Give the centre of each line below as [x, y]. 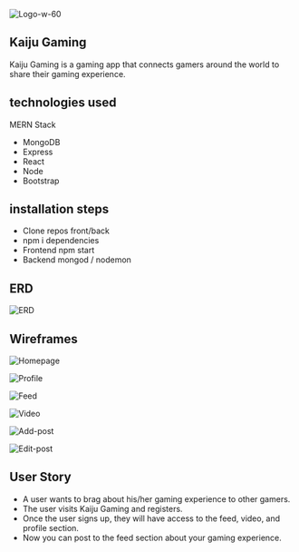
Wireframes [44, 339]
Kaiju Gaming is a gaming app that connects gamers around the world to [145, 64]
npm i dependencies [61, 241]
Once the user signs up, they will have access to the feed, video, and [151, 518]
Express [38, 152]
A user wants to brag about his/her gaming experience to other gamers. [156, 498]
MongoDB [41, 142]
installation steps [59, 209]
